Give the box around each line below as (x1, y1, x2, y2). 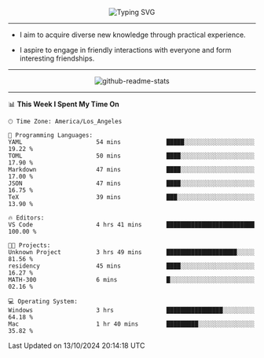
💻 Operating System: (8, 297, 79, 305)
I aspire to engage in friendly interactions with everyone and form (19, 46, 232, 54)
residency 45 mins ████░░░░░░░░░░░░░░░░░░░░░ (8, 262, 255, 270)
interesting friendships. (19, 54, 95, 63)
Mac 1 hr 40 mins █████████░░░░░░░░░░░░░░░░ (8, 320, 255, 328)
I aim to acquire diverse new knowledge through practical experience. (19, 30, 246, 39)
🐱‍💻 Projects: (8, 242, 51, 249)
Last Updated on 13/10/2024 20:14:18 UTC (8, 341, 145, 350)
